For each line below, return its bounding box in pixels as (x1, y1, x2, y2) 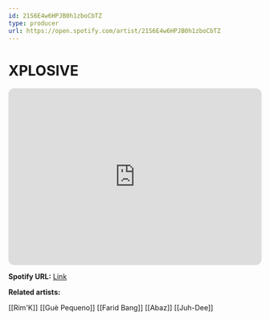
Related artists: (8, 287, 61, 297)
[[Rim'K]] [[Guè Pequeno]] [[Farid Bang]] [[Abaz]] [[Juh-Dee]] (8, 303, 214, 313)
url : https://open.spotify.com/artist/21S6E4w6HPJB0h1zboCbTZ (8, 27, 221, 35)
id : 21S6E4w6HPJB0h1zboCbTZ (8, 11, 103, 20)
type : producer (8, 19, 59, 27)
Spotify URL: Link (8, 272, 67, 281)
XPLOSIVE (8, 61, 79, 80)
